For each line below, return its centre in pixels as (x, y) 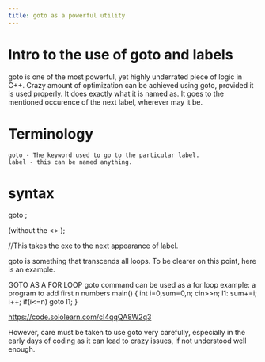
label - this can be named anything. (70, 162)
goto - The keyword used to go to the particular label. (104, 155)
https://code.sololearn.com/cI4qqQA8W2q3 (80, 317)
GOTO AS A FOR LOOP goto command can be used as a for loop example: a (132, 285)
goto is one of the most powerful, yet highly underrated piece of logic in (125, 77)
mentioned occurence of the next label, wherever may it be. (106, 102)
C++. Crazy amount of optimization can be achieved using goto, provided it (131, 85)
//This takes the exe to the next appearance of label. (93, 246)
